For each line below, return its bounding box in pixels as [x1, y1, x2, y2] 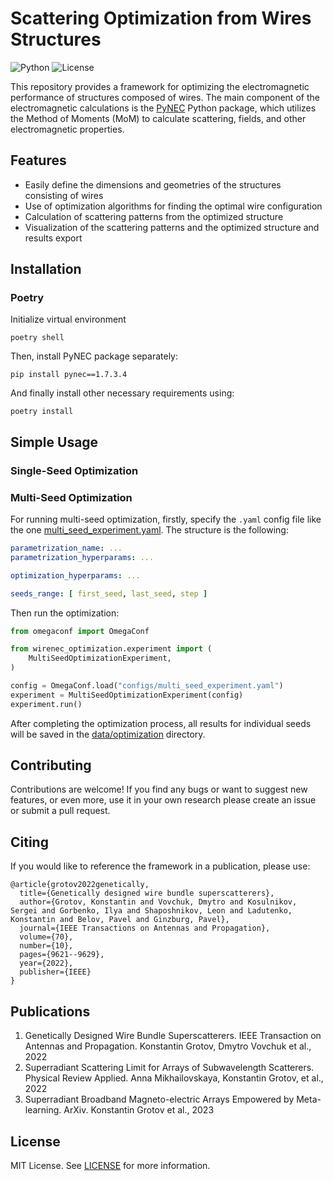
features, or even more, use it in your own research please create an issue [10, 794, 317, 806]
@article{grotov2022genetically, [10, 880, 150, 890]
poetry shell [10, 333, 65, 343]
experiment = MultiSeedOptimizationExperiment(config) [10, 690, 244, 700]
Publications [10, 1003, 91, 1020]
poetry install [10, 407, 74, 417]
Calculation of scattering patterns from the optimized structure [24, 210, 284, 222]
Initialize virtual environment [10, 313, 127, 326]
